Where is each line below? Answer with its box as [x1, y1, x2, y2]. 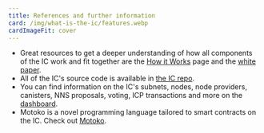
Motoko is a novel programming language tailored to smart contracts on [19, 108, 257, 117]
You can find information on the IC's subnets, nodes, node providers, [19, 82, 248, 92]
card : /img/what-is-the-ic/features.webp [8, 19, 149, 27]
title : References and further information [8, 11, 156, 20]
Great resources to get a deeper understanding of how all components [19, 49, 253, 58]
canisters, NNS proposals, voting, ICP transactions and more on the [19, 91, 242, 100]
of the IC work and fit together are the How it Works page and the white [19, 57, 256, 66]
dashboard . [19, 99, 58, 108]
